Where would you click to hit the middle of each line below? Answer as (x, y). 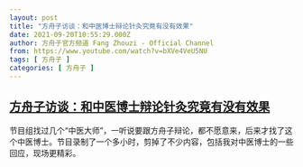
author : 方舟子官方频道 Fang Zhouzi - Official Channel (112, 43)
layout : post (34, 18)
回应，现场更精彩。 (45, 153)
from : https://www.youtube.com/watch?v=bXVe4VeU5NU (108, 51)
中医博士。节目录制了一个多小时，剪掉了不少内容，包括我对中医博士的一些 (155, 142)
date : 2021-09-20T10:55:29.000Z (70, 34)
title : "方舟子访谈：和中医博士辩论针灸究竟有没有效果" (101, 26)
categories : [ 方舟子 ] (52, 69)
